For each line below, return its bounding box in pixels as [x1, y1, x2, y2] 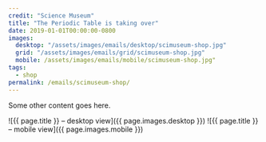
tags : [8, 64, 26, 72]
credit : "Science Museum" [8, 11, 94, 20]
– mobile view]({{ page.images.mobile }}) [8, 124, 144, 134]
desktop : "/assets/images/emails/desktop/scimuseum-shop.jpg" [15, 41, 227, 49]
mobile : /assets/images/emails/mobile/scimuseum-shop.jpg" [15, 57, 216, 65]
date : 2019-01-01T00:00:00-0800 [8, 26, 116, 34]
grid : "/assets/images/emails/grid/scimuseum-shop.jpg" [15, 49, 205, 57]
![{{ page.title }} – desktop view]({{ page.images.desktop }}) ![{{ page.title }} [8, 116, 259, 125]
